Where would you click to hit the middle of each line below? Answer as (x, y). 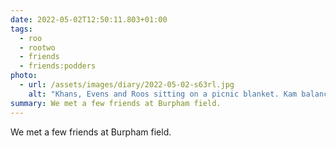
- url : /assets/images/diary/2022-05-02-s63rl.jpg (127, 85)
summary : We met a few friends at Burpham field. (116, 103)
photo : (24, 76)
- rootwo (37, 47)
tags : (21, 29)
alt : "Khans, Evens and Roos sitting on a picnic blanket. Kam (163, 94)
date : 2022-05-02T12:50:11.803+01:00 (89, 19)
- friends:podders (58, 66)
